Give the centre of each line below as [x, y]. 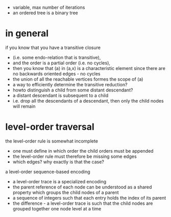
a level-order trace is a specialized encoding [59, 181]
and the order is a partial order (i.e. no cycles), [62, 63]
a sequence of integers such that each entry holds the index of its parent [89, 198]
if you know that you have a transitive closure [53, 47]
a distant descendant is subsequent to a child [60, 95]
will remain [24, 106]
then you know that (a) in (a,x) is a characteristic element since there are [89, 68]
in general [27, 33]
